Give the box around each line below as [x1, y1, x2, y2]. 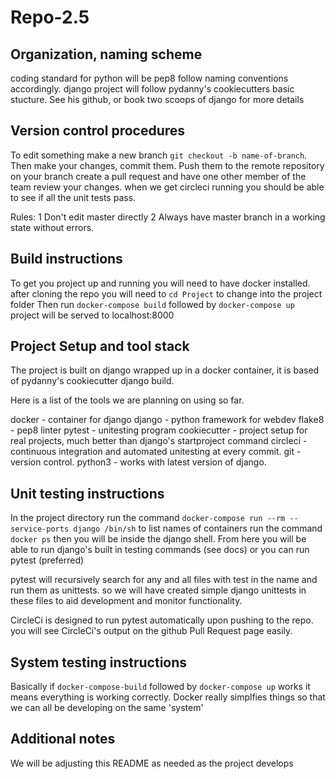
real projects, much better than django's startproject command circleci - [10, 435, 308, 447]
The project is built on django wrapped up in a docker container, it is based [10, 364, 320, 376]
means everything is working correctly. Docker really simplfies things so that [10, 691, 326, 703]
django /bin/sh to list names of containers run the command [73, 522, 323, 535]
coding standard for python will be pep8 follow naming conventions [10, 72, 289, 84]
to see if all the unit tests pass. [10, 191, 137, 203]
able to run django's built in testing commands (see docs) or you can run [10, 544, 310, 556]
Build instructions [10, 251, 123, 268]
